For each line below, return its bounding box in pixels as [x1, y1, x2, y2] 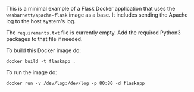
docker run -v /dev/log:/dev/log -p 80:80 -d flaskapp [6, 80, 145, 86]
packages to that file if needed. [6, 36, 83, 42]
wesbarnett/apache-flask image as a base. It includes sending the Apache [6, 11, 188, 18]
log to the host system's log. [6, 18, 76, 24]
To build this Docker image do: [6, 47, 82, 54]
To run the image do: [6, 69, 58, 76]
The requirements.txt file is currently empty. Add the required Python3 [6, 29, 181, 36]
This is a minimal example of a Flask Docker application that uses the [6, 5, 176, 12]
